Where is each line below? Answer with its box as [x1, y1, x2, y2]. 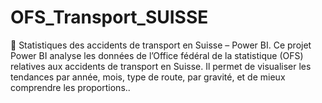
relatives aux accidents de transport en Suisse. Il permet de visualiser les [10, 60, 312, 72]
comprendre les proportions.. [10, 81, 131, 93]
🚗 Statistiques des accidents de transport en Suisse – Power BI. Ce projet [10, 39, 312, 51]
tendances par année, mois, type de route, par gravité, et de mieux [10, 71, 286, 83]
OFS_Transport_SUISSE [10, 6, 209, 29]
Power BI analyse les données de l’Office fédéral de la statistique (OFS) [10, 49, 304, 61]
